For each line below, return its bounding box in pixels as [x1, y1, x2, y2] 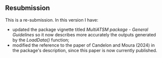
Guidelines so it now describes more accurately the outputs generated [12, 31, 156, 37]
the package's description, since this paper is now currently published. [12, 47, 158, 53]
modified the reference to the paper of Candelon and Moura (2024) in [12, 42, 155, 48]
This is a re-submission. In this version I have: [5, 17, 99, 23]
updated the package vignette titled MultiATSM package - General [12, 27, 149, 32]
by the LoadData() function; [12, 37, 69, 43]
